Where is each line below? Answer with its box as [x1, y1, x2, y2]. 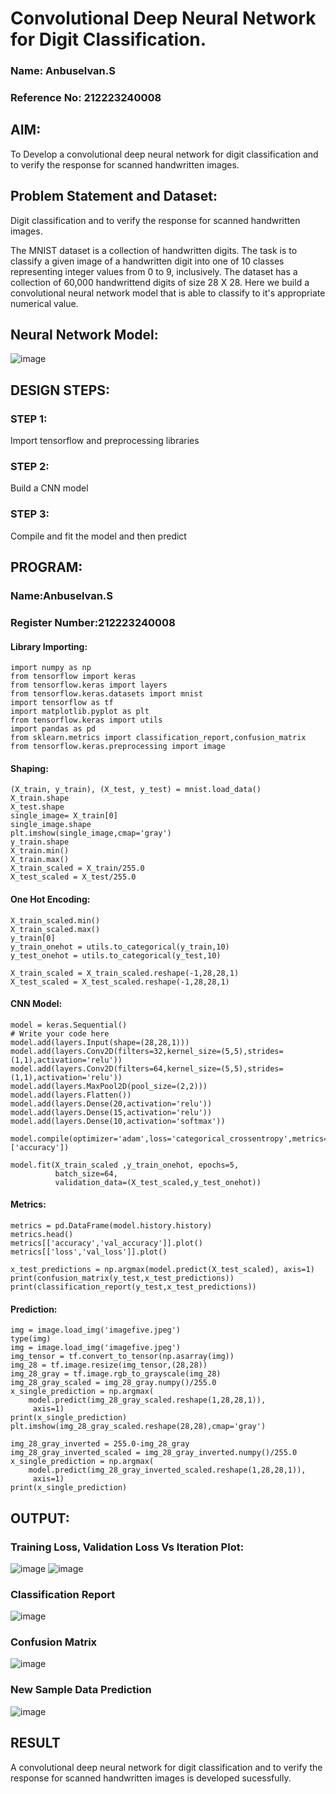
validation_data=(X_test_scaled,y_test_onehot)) [54, 1177, 262, 1187]
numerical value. [10, 297, 79, 309]
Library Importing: [10, 640, 88, 652]
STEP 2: [10, 460, 50, 474]
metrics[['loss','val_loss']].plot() [10, 1247, 168, 1257]
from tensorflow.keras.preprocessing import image [10, 742, 226, 752]
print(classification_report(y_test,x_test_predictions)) [10, 1282, 257, 1292]
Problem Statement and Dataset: [10, 188, 218, 205]
